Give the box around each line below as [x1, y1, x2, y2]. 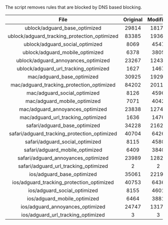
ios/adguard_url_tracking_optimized [21, 211, 105, 218]
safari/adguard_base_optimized [25, 122, 100, 129]
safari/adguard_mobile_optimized [23, 146, 102, 153]
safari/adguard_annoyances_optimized [17, 154, 109, 161]
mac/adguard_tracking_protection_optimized [10, 81, 116, 88]
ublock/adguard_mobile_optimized [22, 49, 104, 55]
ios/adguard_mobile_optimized [26, 195, 99, 202]
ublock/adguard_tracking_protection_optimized [7, 32, 118, 39]
